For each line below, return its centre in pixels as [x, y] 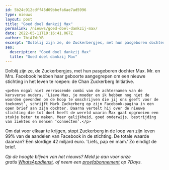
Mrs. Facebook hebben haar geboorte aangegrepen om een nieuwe [75, 76]
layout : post [19, 19]
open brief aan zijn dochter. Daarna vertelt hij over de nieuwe [75, 109]
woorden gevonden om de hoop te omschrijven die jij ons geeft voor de [82, 100]
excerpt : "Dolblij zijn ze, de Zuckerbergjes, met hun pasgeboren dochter [85, 43]
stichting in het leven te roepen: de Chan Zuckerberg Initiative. [70, 81]
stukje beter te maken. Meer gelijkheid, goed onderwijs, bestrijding [81, 117]
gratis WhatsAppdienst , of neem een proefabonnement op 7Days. [74, 162]
